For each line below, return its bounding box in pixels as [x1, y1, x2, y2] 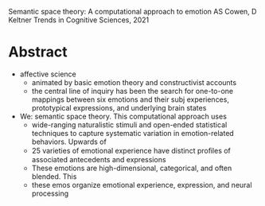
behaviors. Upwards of [31, 137, 107, 146]
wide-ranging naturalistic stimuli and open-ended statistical [31, 119, 228, 130]
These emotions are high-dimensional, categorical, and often [31, 163, 232, 173]
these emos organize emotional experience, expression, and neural [31, 180, 252, 189]
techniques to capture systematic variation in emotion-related [31, 128, 235, 138]
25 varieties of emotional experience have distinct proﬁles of [31, 146, 231, 155]
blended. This [31, 171, 77, 181]
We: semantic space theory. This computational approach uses [19, 111, 227, 121]
